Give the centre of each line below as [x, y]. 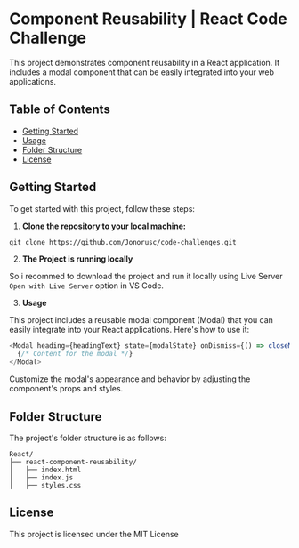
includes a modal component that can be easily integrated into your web [141, 72]
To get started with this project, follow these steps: [102, 208]
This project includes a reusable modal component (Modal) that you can [141, 319]
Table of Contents [60, 110]
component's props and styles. [66, 389]
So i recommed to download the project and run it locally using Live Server [146, 276]
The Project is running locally [77, 259]
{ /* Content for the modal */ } [75, 354]
